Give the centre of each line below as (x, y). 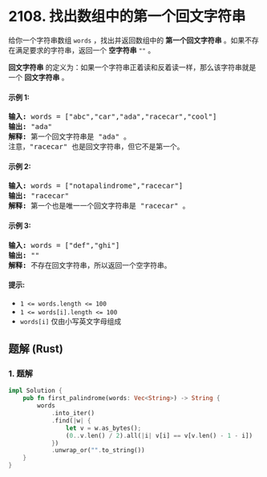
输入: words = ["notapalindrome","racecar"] (96, 186)
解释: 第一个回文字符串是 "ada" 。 (69, 137)
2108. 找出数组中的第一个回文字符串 (127, 16)
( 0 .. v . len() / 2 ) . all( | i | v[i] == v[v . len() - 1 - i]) (159, 435)
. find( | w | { (71, 420)
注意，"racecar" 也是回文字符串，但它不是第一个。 (96, 147)
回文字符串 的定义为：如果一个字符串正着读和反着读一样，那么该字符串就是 (132, 67)
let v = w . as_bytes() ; (103, 428)
